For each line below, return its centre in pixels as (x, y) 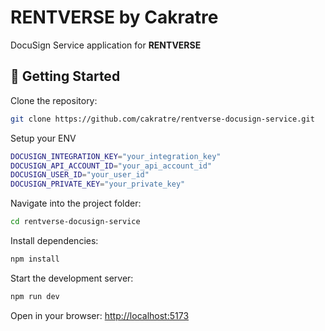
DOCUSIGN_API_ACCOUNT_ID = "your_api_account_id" (111, 166)
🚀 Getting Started (65, 76)
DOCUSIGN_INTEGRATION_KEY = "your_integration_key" (116, 156)
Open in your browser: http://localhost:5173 (100, 315)
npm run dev (35, 296)
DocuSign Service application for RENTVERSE (106, 45)
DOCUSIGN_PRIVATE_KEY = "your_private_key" (98, 184)
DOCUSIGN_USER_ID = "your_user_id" (80, 175)
